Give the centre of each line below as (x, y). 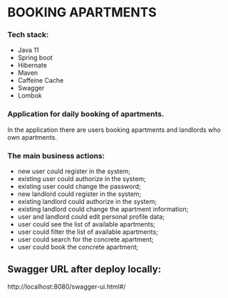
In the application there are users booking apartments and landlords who (114, 130)
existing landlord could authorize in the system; (87, 202)
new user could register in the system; (74, 171)
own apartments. (32, 137)
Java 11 (28, 50)
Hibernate (32, 66)
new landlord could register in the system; (79, 194)
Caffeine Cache (41, 81)
